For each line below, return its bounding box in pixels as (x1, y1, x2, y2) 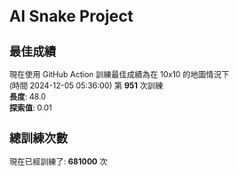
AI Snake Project (9, 6, 134, 27)
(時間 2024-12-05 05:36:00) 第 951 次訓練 (9, 80, 163, 91)
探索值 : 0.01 (9, 102, 52, 113)
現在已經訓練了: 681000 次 (9, 155, 108, 166)
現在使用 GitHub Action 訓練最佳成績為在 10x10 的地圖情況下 (9, 69, 230, 79)
